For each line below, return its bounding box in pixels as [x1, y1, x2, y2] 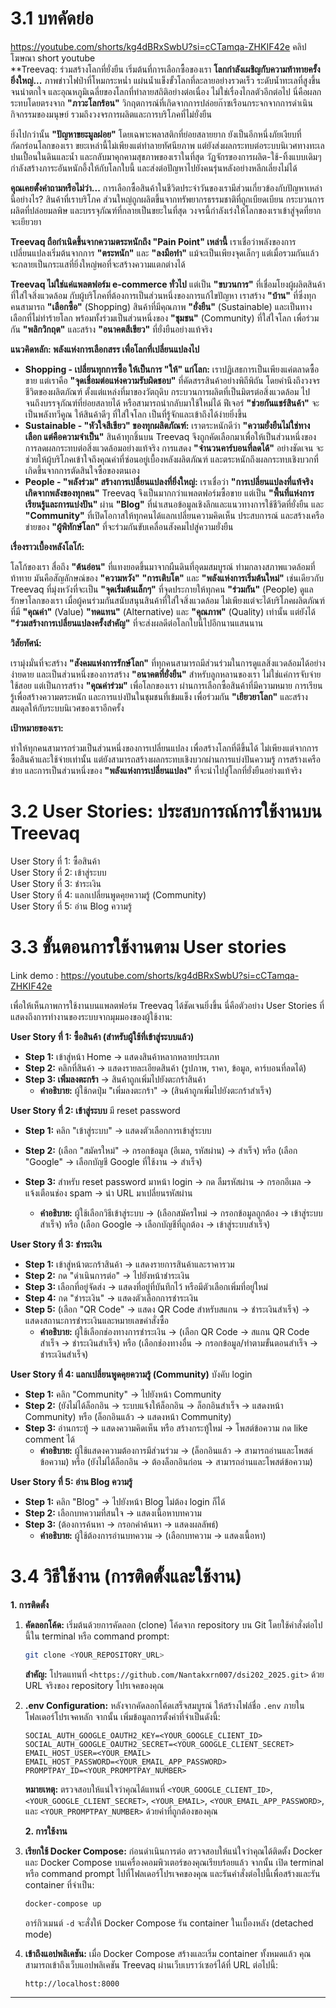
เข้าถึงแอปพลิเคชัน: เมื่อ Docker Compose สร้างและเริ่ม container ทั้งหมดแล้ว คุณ [24, 1947, 312, 1959]
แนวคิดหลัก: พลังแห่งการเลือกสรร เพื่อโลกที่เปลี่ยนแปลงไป [10, 343, 200, 355]
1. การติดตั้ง [10, 1598, 49, 1611]
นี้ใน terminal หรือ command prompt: [24, 1630, 170, 1642]
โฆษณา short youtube [10, 52, 96, 64]
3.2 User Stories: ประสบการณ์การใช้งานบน [10, 800, 322, 823]
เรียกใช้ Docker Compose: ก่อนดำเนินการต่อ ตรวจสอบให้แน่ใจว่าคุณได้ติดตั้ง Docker [24, 1845, 323, 1857]
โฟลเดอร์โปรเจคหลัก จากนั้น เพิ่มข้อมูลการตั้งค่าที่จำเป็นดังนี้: [24, 1710, 221, 1722]
